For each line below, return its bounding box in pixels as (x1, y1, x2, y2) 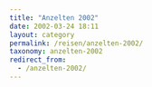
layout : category (9, 30, 75, 39)
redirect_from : (9, 55, 67, 64)
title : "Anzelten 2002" (9, 13, 100, 23)
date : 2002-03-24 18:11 (9, 22, 100, 31)
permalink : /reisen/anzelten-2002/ (9, 38, 144, 48)
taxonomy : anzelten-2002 (9, 47, 103, 56)
